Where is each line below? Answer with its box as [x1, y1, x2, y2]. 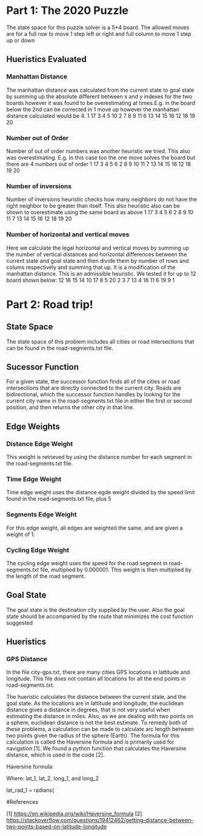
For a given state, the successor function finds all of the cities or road [6, 378, 180, 386]
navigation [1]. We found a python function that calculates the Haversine [6, 745, 187, 752]
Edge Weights [6, 421, 61, 432]
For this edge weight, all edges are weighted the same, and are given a [6, 524, 183, 531]
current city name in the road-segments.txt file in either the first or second [6, 397, 192, 404]
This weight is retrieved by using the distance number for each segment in [6, 454, 192, 461]
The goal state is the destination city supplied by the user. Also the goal [6, 606, 185, 613]
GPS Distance [6, 655, 47, 664]
